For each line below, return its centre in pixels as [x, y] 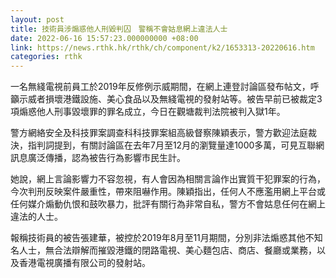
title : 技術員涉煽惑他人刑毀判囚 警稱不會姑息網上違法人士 [119, 29]
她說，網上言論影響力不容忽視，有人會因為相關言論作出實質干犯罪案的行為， [168, 179]
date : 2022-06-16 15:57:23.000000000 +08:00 [104, 38]
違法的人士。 [36, 217]
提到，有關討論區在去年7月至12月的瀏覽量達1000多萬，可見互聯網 [189, 145]
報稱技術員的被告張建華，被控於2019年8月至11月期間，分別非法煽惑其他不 [162, 238]
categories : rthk [46, 57]
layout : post [37, 19]
